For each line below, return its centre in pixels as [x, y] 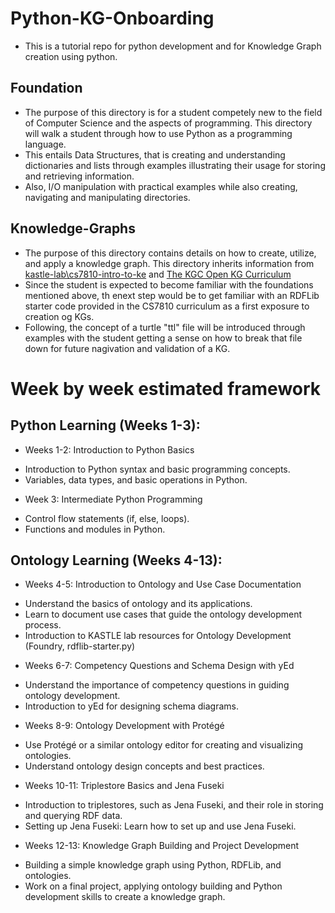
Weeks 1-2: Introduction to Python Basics [109, 449]
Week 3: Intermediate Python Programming [113, 499]
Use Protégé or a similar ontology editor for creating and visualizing [164, 745]
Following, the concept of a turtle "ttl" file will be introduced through [165, 327]
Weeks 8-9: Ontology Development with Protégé [124, 726]
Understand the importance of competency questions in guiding [157, 685]
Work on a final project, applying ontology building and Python [153, 886]
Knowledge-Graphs [73, 228]
